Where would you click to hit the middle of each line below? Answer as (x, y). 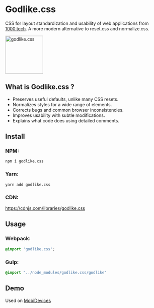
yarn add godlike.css (28, 185)
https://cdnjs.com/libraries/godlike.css (45, 208)
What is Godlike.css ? (40, 87)
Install (15, 137)
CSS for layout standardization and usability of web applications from (77, 23)
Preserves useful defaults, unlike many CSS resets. (65, 99)
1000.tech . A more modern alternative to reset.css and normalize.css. (77, 28)
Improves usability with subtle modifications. (59, 115)
